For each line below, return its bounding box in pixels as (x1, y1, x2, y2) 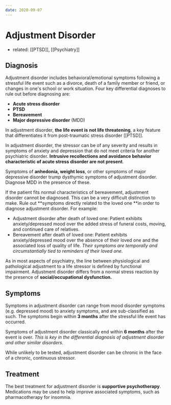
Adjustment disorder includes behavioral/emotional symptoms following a (5, 75, 160, 81)
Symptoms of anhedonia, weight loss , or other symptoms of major (5, 169, 146, 175)
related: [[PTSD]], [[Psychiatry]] (12, 46, 80, 53)
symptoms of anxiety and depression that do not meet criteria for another (5, 148, 160, 154)
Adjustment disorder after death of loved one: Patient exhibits (12, 216, 142, 222)
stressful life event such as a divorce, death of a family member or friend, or (5, 80, 165, 86)
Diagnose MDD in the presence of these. (5, 179, 91, 185)
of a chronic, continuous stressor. (5, 355, 76, 361)
